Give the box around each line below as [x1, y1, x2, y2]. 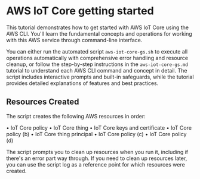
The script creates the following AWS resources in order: [6, 112, 146, 120]
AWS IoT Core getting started [6, 4, 154, 18]
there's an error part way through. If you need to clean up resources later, [6, 155, 187, 162]
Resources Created [6, 97, 79, 107]
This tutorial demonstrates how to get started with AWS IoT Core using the [6, 24, 189, 31]
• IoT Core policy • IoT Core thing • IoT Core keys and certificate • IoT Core [6, 124, 192, 131]
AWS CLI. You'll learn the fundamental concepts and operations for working [6, 30, 192, 37]
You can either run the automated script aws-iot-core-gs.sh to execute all [6, 48, 188, 55]
